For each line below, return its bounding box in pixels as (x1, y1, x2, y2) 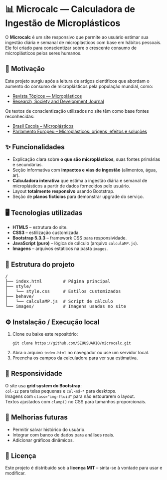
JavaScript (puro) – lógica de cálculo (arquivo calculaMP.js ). (12, 241, 139, 247)
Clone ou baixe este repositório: (12, 331, 78, 337)
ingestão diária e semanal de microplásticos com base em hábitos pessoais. (5, 39, 162, 45)
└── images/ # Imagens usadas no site (5, 304, 126, 309)
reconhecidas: (5, 113, 35, 119)
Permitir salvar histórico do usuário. (12, 426, 86, 432)
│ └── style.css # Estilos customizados (5, 289, 121, 294)
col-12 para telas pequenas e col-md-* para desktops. (5, 388, 117, 394)
